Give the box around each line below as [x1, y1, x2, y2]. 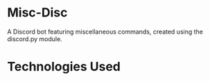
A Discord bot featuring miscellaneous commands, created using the [7, 27, 203, 36]
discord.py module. [7, 34, 62, 43]
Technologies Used [7, 59, 121, 75]
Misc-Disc [7, 5, 68, 21]
